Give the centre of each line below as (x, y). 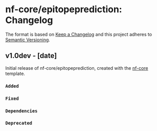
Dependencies (21, 111)
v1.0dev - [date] (31, 56)
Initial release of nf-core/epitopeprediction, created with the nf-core (77, 68)
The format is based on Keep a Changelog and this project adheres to (79, 34)
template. (15, 73)
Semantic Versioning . (28, 40)
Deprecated (19, 123)
